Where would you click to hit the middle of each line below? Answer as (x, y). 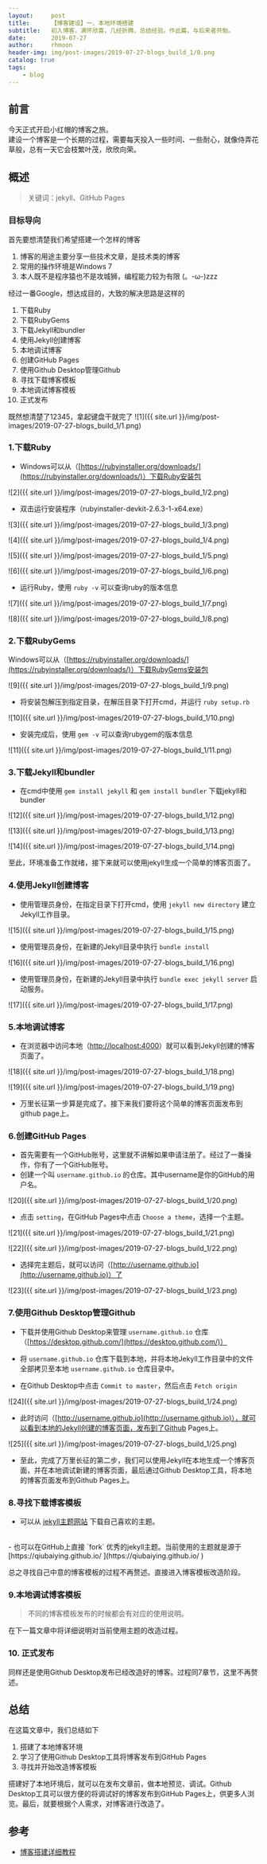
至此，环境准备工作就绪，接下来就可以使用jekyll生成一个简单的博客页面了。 (132, 863)
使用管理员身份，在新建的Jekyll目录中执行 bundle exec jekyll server (134, 979)
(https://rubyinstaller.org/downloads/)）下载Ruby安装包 (110, 476)
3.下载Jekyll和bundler (52, 772)
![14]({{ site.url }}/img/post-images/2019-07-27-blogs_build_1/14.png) (122, 846)
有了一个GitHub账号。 (77, 1165)
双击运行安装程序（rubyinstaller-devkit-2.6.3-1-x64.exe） (114, 508)
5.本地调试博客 (37, 1026)
